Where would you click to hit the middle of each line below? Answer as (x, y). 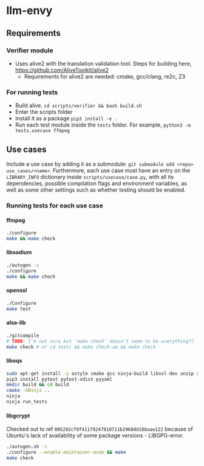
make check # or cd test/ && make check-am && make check (81, 347)
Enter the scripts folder (44, 112)
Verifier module (30, 50)
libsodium (19, 252)
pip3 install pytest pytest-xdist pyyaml (59, 379)
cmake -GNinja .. (28, 391)
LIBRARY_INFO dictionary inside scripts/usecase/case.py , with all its (90, 176)
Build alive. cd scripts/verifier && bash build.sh (78, 106)
